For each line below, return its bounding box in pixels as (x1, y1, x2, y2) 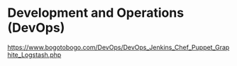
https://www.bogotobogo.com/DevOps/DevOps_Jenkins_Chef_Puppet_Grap (7, 43, 230, 51)
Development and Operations (7, 5, 184, 21)
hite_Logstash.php (7, 51, 62, 59)
